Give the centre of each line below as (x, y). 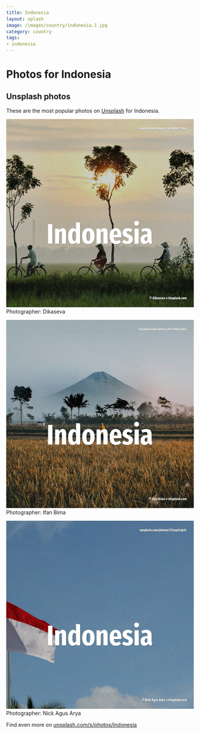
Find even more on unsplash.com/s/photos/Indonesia (71, 725)
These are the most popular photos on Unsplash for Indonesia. (83, 111)
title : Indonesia (28, 13)
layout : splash (25, 19)
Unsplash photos (38, 96)
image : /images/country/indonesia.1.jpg (57, 25)
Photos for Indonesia (59, 74)
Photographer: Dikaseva (36, 311)
